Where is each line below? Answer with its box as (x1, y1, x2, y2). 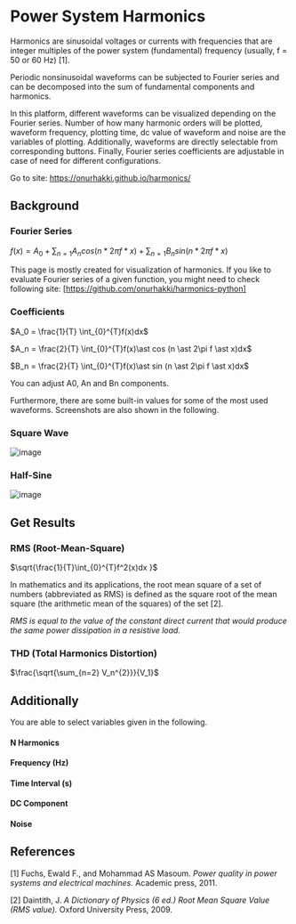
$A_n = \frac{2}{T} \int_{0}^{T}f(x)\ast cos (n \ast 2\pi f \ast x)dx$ (10, 343, 252, 353)
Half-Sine (10, 469, 52, 482)
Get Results (10, 515, 76, 531)
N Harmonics (10, 737, 60, 748)
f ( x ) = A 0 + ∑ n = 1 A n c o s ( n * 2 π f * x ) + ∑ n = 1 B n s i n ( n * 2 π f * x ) (10, 245, 228, 258)
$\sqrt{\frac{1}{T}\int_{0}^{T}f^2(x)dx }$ (10, 563, 158, 572)
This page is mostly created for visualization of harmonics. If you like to (10, 264, 272, 275)
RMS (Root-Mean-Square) (10, 541, 125, 554)
